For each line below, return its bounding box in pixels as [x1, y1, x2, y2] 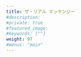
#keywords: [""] [6, 31, 46, 37]
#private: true [6, 20, 43, 26]
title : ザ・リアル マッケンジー [6, 8, 75, 15]
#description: [6, 14, 41, 20]
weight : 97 [6, 36, 33, 42]
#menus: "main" [6, 42, 43, 48]
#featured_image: [6, 25, 49, 31]
